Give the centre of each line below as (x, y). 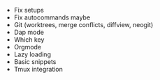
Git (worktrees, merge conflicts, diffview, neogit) (83, 25)
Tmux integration (38, 69)
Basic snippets (35, 62)
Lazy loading (32, 54)
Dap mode (29, 32)
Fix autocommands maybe (52, 17)
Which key (29, 40)
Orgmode (28, 47)
